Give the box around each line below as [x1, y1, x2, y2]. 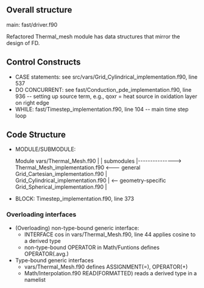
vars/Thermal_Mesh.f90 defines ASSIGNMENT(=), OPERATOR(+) [24, 263, 188, 270]
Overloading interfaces [6, 210, 77, 219]
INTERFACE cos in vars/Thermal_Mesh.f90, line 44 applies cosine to [24, 231, 196, 238]
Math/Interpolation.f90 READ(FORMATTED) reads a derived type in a [24, 269, 197, 276]
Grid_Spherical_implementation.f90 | [15, 183, 107, 191]
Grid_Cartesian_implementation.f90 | [15, 170, 108, 178]
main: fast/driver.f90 [6, 21, 58, 28]
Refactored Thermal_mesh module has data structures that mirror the [6, 33, 180, 40]
